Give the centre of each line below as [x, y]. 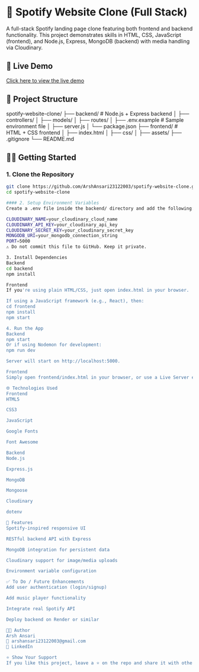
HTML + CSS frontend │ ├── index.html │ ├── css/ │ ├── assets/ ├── [94, 132]
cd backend [20, 269]
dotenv [14, 512]
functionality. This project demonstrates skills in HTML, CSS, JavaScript [94, 34]
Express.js [20, 469]
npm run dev [21, 351]
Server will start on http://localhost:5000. [63, 361]
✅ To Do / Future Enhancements [45, 582]
